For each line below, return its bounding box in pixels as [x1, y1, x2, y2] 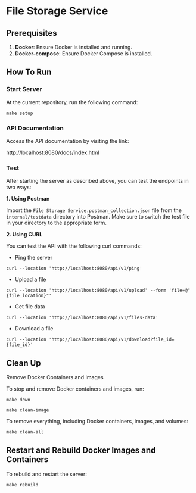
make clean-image [6, 407, 49, 413]
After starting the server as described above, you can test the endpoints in [6, 177, 189, 185]
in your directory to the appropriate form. [6, 219, 107, 227]
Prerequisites [6, 28, 57, 38]
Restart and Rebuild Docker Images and [6, 445, 156, 455]
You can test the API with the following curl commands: [6, 242, 142, 249]
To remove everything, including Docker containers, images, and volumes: [6, 418, 189, 425]
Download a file [14, 325, 54, 332]
